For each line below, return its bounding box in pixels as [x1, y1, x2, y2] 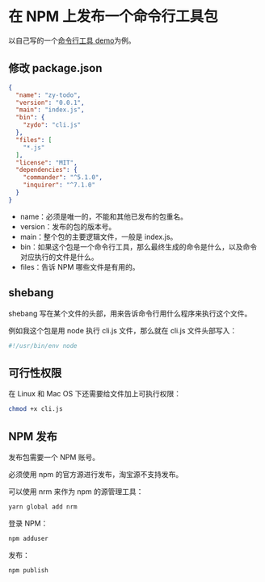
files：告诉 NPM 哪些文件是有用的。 [19, 262, 140, 271]
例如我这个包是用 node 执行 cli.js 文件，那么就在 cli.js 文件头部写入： [8, 325, 238, 335]
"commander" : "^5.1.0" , [23, 174, 103, 182]
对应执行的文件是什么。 [19, 252, 99, 262]
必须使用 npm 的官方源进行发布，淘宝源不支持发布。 [8, 469, 183, 479]
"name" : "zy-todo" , [15, 90, 82, 99]
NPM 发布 [8, 429, 58, 443]
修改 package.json [8, 61, 103, 75]
